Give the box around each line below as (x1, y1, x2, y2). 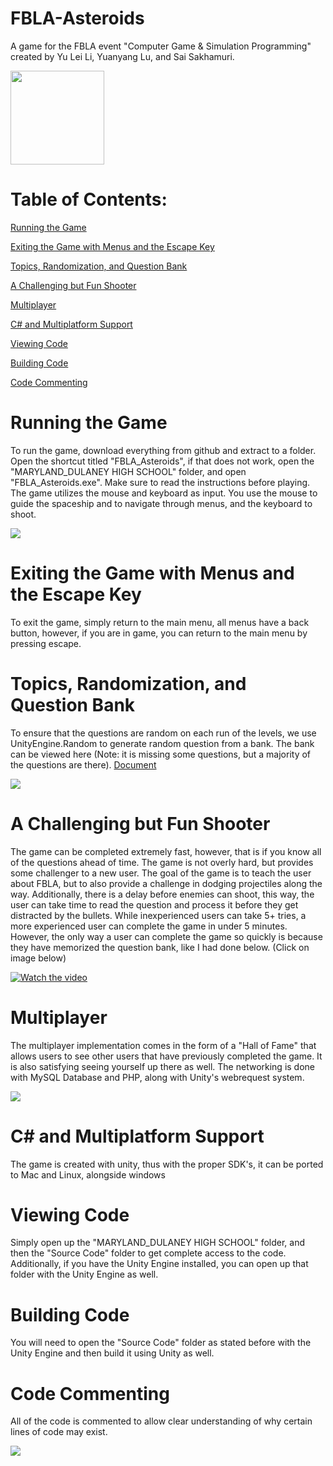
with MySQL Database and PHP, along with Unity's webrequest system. (10, 1071, 305, 1083)
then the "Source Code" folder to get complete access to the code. (10, 1247, 287, 1259)
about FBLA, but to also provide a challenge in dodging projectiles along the (10, 877, 323, 889)
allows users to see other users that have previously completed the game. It (10, 1050, 323, 1062)
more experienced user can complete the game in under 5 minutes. (10, 920, 288, 932)
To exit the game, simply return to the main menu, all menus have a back (10, 616, 310, 628)
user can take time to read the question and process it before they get (10, 898, 299, 911)
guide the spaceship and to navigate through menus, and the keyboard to (10, 497, 313, 509)
